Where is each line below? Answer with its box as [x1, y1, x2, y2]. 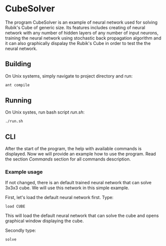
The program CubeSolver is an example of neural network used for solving [5, 19, 158, 25]
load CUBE [5, 204, 26, 209]
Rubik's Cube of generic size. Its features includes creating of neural [5, 24, 145, 30]
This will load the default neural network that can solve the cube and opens [5, 213, 159, 219]
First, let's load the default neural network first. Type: [5, 195, 114, 201]
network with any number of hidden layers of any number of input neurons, [5, 30, 159, 36]
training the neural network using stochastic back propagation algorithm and [5, 35, 162, 41]
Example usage [5, 168, 43, 175]
